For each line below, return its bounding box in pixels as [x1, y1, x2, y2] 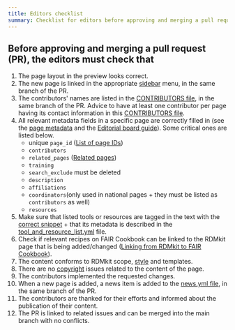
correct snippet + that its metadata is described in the [17, 220, 173, 229]
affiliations [28, 184, 67, 192]
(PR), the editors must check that [8, 53, 154, 65]
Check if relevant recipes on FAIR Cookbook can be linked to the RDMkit [17, 235, 226, 243]
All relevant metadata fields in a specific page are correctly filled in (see [17, 117, 225, 125]
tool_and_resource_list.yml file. [17, 227, 107, 236]
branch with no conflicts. [17, 317, 90, 325]
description [28, 177, 63, 184]
